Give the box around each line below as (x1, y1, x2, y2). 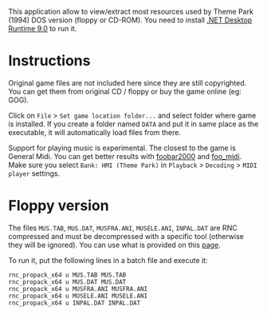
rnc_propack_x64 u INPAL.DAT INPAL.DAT (8, 299, 141, 307)
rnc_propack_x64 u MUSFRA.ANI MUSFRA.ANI (8, 285, 148, 293)
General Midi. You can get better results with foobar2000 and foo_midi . (8, 151, 242, 161)
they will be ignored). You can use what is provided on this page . (8, 240, 221, 249)
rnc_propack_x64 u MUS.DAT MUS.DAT (8, 277, 127, 286)
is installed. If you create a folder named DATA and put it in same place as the (8, 119, 259, 129)
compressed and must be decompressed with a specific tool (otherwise (8, 231, 245, 241)
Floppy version (8, 197, 109, 215)
